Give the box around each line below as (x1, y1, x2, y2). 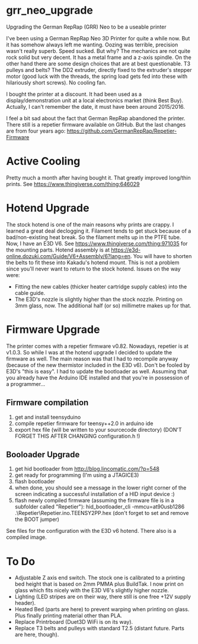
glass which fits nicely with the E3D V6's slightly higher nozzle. (14, 587, 169, 594)
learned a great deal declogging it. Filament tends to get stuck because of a (6, 227, 191, 234)
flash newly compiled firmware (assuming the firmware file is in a (14, 497, 174, 504)
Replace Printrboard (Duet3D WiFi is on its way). (14, 618, 133, 626)
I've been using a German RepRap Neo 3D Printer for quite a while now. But (6, 34, 190, 42)
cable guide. (14, 289, 46, 296)
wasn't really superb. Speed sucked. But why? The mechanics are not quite (6, 47, 191, 54)
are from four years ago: (6, 127, 66, 134)
